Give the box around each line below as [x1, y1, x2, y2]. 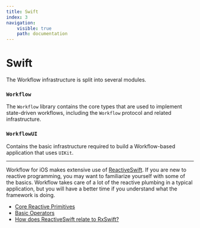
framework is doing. [6, 191, 55, 198]
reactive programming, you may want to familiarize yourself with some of [6, 172, 186, 179]
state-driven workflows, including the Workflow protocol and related [6, 110, 171, 117]
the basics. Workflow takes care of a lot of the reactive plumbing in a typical [6, 179, 193, 186]
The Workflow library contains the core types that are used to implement [6, 103, 183, 110]
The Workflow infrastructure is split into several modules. [6, 76, 147, 83]
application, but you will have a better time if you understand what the [6, 185, 177, 192]
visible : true [17, 25, 52, 32]
